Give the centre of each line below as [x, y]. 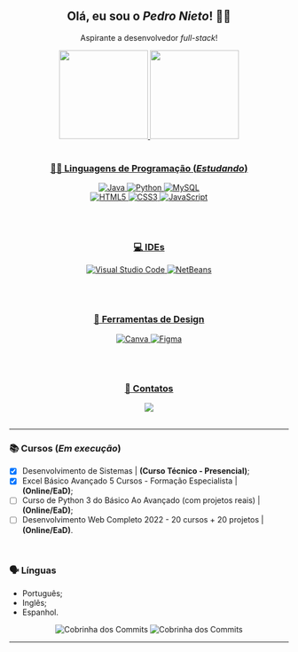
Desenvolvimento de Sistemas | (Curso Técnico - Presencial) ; [136, 471]
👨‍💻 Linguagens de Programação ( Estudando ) [149, 168]
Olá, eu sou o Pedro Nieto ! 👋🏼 [149, 16]
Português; [43, 593]
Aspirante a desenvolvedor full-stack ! [149, 37]
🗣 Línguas [33, 570]
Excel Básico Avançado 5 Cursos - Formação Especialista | [129, 481]
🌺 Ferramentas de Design [149, 319]
